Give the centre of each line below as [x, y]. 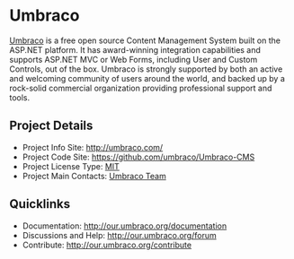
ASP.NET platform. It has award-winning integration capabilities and [135, 49]
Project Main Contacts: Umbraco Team [94, 176]
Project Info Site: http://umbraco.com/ [93, 147]
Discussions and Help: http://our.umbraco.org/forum [120, 235]
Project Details [51, 126]
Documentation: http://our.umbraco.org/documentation [125, 226]
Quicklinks [40, 204]
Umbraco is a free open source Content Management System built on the [145, 40]
